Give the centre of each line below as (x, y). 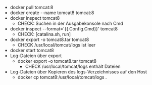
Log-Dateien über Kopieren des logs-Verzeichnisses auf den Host (79, 72)
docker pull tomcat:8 (32, 7)
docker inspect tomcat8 (35, 18)
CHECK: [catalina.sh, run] (44, 34)
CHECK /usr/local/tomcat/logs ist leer (57, 45)
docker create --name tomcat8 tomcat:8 (52, 13)
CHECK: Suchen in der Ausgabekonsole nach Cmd (70, 23)
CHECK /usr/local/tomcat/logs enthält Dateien (73, 66)
